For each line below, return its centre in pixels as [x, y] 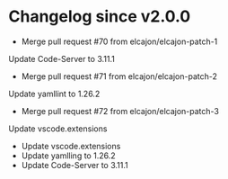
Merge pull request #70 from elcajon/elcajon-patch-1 [119, 41]
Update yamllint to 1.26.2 [54, 94]
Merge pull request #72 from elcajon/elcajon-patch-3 [120, 111]
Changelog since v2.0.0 [100, 17]
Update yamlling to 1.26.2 [68, 156]
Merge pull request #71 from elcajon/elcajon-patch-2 [119, 76]
